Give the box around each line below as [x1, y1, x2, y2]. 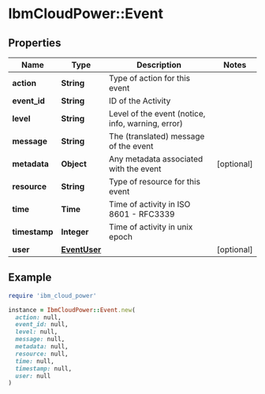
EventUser [61, 244, 102, 255]
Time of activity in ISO [109, 199, 191, 210]
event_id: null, [15, 321, 69, 329]
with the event [109, 163, 162, 174]
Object [61, 158, 87, 169]
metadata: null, [15, 343, 69, 351]
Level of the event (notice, [109, 108, 206, 119]
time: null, [15, 357, 55, 365]
